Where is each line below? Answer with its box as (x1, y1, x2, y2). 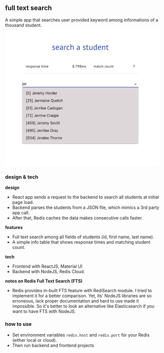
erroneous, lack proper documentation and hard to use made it (12, 298, 139, 304)
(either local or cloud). (12, 337, 57, 343)
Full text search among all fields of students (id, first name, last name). (12, 234, 154, 240)
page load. (12, 200, 34, 205)
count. (12, 245, 25, 251)
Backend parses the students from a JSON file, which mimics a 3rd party (12, 204, 160, 210)
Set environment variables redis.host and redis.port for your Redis (12, 332, 150, 338)
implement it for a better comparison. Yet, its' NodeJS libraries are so (12, 293, 152, 299)
